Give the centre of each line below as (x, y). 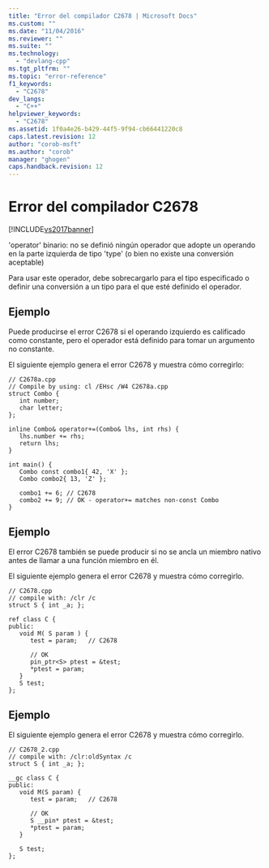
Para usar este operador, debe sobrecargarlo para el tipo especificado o (129, 278)
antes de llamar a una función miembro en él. (84, 560)
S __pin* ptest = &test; (72, 820)
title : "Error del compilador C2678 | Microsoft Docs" (103, 16)
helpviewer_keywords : (45, 114)
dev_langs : (27, 99)
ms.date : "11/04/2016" (47, 31)
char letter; (41, 408)
